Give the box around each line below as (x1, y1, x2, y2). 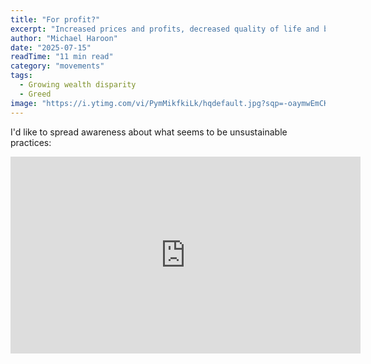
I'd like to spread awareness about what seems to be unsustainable (10, 126, 288, 138)
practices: (10, 136, 52, 148)
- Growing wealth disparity (19, 80, 137, 90)
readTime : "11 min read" (10, 52, 114, 62)
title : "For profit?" (10, 14, 101, 25)
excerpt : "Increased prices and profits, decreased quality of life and (10, 24, 320, 34)
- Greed (19, 89, 52, 99)
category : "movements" (10, 61, 105, 71)
